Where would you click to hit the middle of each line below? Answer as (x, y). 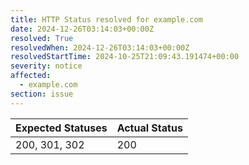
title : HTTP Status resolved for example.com (106, 19)
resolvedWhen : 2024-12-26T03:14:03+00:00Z (100, 47)
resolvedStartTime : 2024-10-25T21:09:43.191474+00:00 (125, 57)
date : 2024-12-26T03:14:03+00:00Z (82, 29)
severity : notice (46, 66)
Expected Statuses (61, 128)
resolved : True (42, 38)
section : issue (42, 94)
